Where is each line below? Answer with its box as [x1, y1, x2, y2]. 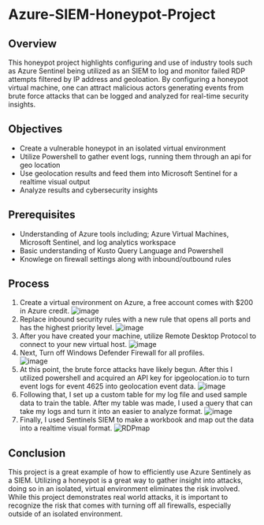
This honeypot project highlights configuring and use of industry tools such [8, 58, 253, 67]
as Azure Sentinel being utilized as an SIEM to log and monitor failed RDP [8, 66, 246, 76]
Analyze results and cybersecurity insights [19, 185, 158, 195]
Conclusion [8, 446, 66, 460]
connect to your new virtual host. [19, 340, 128, 349]
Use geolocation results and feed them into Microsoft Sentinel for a [19, 168, 238, 178]
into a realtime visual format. [19, 423, 113, 433]
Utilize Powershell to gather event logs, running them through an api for [19, 151, 252, 161]
